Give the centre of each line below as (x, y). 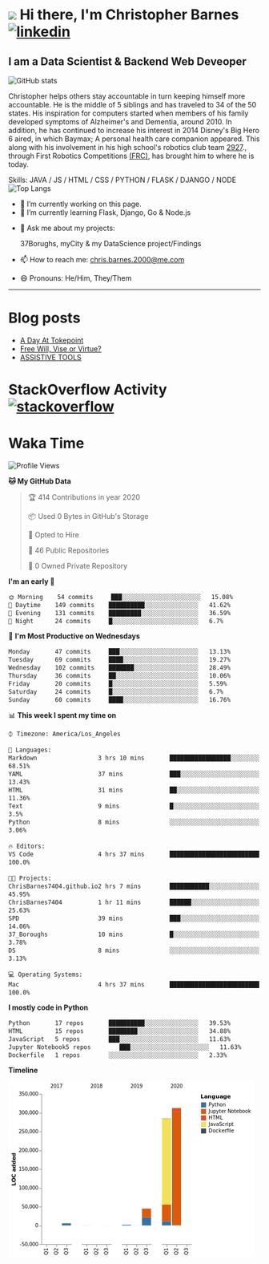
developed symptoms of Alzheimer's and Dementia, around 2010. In (120, 122)
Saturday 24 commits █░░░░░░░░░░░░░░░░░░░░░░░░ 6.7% (116, 692)
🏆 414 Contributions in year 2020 (84, 497)
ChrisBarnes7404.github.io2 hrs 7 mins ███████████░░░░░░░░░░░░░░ (134, 887)
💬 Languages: (30, 750)
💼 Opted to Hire (54, 535)
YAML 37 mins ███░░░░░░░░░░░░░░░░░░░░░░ (134, 774)
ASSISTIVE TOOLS (50, 357)
